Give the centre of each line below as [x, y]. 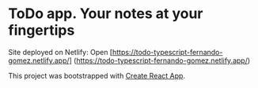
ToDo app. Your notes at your [106, 14]
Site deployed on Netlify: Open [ [61, 52]
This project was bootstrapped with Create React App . [97, 75]
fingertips [42, 30]
